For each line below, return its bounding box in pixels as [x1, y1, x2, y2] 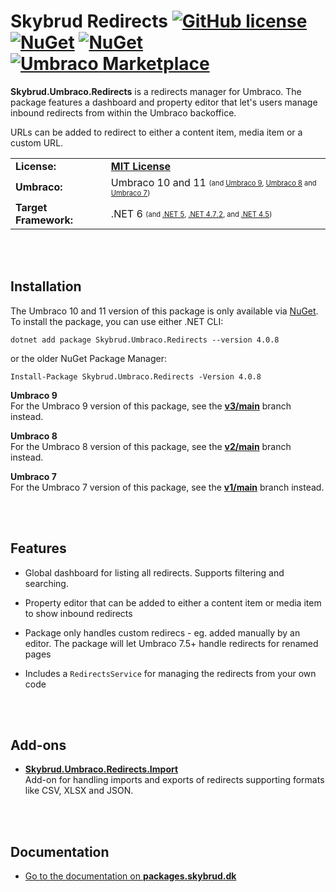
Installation [10, 278, 82, 295]
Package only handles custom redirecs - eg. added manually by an [24, 626, 301, 639]
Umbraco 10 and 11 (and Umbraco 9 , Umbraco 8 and [110, 175, 317, 189]
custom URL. [10, 136, 64, 149]
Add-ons [10, 736, 67, 754]
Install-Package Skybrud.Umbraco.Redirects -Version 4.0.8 [10, 371, 262, 382]
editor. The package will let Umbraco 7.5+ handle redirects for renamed [24, 637, 319, 649]
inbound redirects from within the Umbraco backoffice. [10, 106, 237, 119]
